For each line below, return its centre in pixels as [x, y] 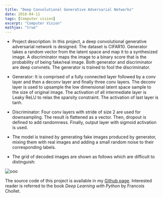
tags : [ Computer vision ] [30, 18]
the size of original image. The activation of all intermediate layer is [79, 92]
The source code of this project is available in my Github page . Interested [79, 181]
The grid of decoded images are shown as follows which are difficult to [83, 157]
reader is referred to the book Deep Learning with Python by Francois [75, 186]
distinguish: [24, 162]
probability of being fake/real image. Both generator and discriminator [82, 62]
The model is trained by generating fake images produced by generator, [84, 137]
